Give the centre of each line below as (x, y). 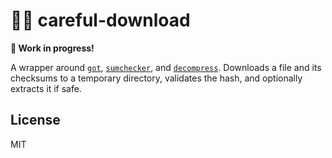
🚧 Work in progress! (52, 48)
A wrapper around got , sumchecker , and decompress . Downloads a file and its (166, 67)
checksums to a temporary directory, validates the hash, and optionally (156, 78)
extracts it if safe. (46, 88)
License (35, 120)
